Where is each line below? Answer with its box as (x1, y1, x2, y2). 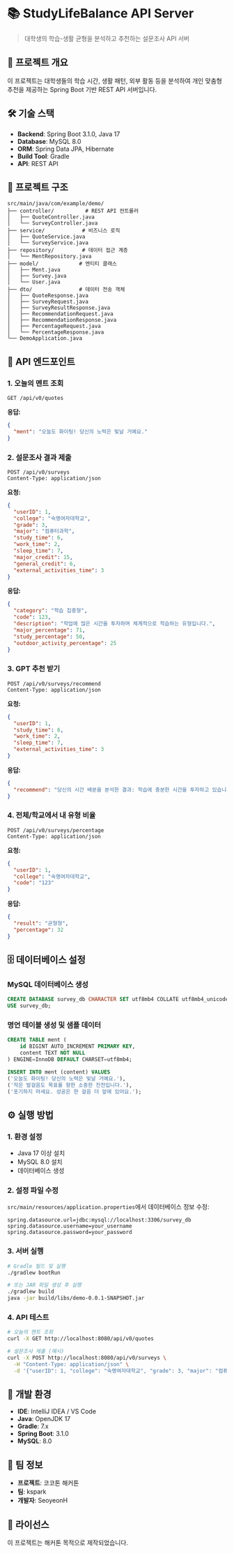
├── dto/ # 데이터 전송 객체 (7, 286, 125, 293)
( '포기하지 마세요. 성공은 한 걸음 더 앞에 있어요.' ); (7, 1088, 142, 1095)
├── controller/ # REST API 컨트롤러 (7, 207, 139, 215)
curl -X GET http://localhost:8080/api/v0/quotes (7, 1335, 155, 1342)
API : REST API (17, 159, 58, 168)
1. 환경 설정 (7, 1131, 42, 1141)
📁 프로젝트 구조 (7, 181, 68, 193)
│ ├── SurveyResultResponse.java (7, 304, 111, 311)
